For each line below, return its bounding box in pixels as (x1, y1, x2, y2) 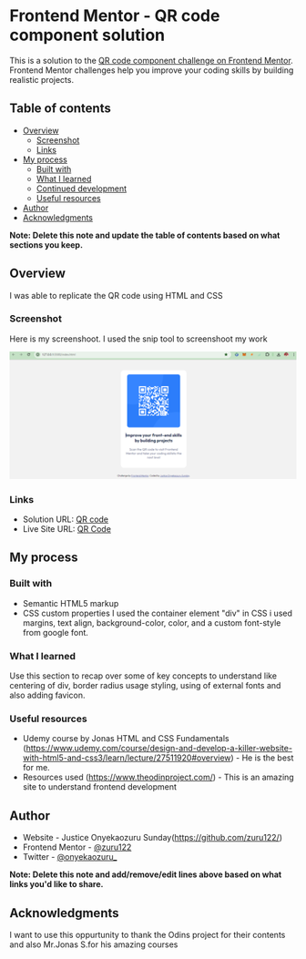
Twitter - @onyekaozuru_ (22, 852, 117, 862)
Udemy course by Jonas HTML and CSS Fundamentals (22, 733, 229, 744)
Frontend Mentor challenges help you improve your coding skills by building (9, 65, 294, 76)
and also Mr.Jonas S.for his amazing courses (9, 939, 178, 950)
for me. (22, 762, 50, 773)
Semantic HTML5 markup (22, 597, 119, 608)
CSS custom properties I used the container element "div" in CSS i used (22, 607, 293, 618)
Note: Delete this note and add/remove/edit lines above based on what (9, 869, 282, 880)
